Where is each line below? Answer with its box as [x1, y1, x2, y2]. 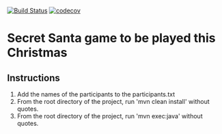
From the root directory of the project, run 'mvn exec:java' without [16, 112, 203, 120]
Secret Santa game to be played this [7, 31, 216, 46]
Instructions [7, 72, 60, 83]
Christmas [7, 45, 68, 61]
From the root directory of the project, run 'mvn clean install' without [16, 98, 210, 105]
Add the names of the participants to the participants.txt [16, 90, 176, 98]
